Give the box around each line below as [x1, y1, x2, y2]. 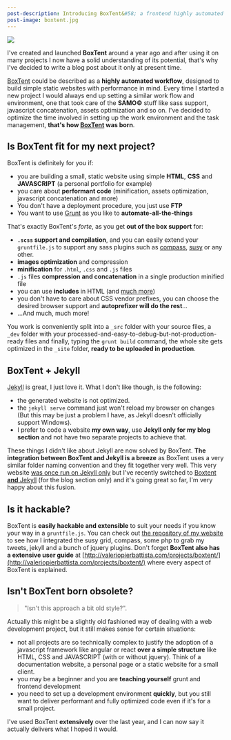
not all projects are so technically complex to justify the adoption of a [17, 638, 214, 646]
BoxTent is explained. [7, 565, 68, 573]
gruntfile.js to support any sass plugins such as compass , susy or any [17, 243, 223, 252]
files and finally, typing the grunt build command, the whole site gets [25, 337, 223, 345]
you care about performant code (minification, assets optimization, [17, 187, 209, 196]
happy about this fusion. [7, 483, 76, 491]
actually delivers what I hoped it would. [7, 725, 119, 733]
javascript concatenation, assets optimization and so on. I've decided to [7, 106, 212, 114]
